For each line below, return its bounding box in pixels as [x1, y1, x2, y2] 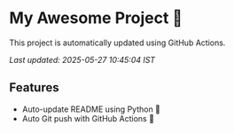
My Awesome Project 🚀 [9, 8, 183, 28]
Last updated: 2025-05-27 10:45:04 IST [9, 54, 156, 65]
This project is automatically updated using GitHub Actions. [9, 37, 226, 48]
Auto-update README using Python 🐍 [21, 104, 161, 114]
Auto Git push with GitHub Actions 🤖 [21, 113, 155, 123]
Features [9, 80, 59, 96]
